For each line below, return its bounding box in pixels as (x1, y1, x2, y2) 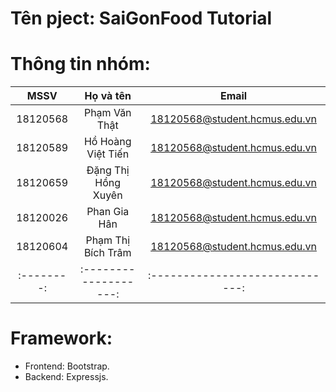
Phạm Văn (83, 106, 132, 120)
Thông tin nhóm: (10, 53, 151, 76)
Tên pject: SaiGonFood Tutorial (10, 7, 273, 30)
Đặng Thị (86, 163, 130, 177)
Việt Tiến (86, 147, 130, 161)
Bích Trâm (83, 246, 132, 260)
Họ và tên (84, 89, 132, 103)
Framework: (10, 327, 113, 350)
